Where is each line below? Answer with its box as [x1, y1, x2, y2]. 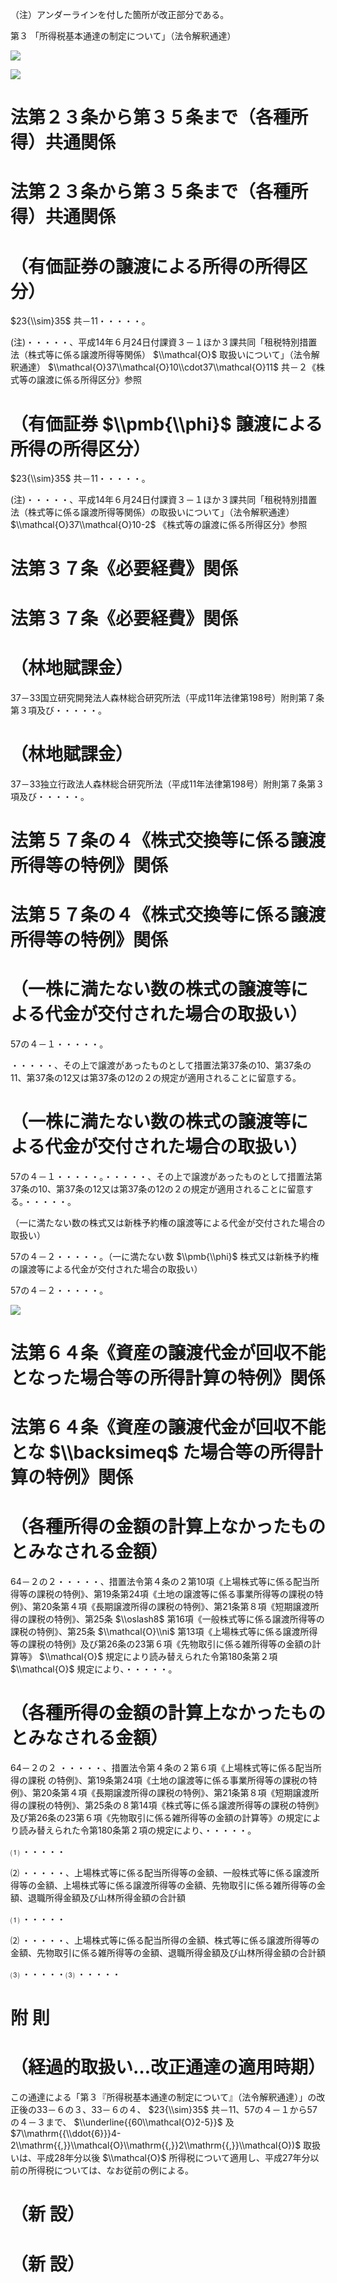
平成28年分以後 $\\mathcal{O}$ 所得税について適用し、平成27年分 [36, 2152, 311, 2164]
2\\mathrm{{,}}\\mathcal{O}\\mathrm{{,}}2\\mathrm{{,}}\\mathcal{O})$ [10, 2139, 302, 2152]
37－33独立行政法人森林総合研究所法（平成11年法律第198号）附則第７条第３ [10, 778, 325, 790]
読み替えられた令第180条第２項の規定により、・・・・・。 [18, 1824, 257, 1836]
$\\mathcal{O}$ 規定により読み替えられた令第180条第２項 [38, 1651, 278, 1663]
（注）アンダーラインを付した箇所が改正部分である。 [10, 9, 230, 20]
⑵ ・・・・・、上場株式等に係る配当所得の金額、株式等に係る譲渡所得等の [10, 1934, 320, 1946]
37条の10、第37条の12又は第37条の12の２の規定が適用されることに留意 [10, 1183, 305, 1195]
